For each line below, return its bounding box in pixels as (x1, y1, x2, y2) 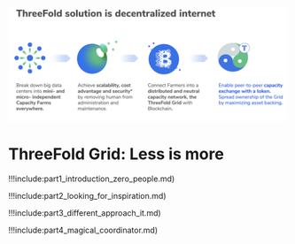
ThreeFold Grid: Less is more (8, 144, 225, 164)
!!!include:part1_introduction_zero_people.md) (8, 173, 175, 184)
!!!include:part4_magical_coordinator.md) (8, 225, 159, 235)
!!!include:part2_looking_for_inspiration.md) (8, 190, 167, 201)
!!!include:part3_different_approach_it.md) (8, 207, 161, 218)
